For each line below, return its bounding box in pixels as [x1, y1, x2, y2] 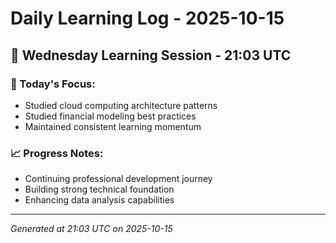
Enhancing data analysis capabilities [24, 194, 175, 206]
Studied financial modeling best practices [24, 110, 197, 122]
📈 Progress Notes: [10, 146, 104, 160]
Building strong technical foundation [24, 183, 175, 196]
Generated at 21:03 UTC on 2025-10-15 [10, 223, 173, 235]
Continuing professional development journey [24, 173, 213, 185]
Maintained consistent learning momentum [24, 120, 202, 132]
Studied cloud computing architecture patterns [24, 99, 218, 111]
